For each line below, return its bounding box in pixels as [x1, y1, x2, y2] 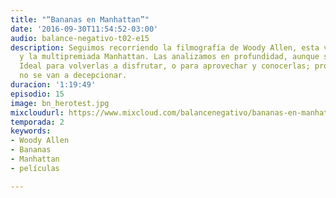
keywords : [10, 126, 52, 136]
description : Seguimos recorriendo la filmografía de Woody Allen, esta [10, 42, 320, 53]
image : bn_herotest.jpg [10, 98, 110, 108]
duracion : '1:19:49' [10, 80, 97, 90]
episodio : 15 [10, 89, 65, 99]
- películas [10, 163, 60, 173]
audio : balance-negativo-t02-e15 [10, 33, 150, 43]
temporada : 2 [10, 117, 65, 127]
